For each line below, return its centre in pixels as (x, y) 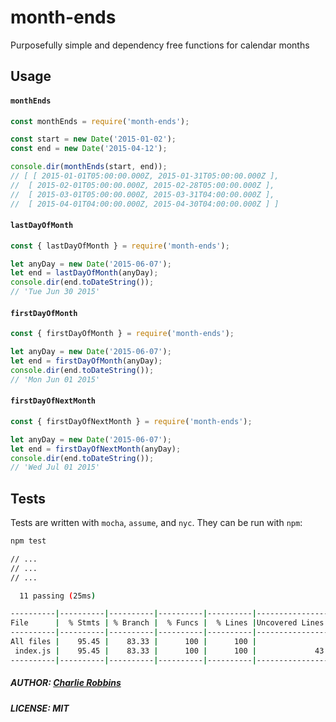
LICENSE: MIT (40, 708)
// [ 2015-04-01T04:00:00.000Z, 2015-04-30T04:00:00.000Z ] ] (145, 204)
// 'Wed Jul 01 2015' (55, 467)
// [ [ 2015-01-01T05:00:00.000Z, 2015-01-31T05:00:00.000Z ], (145, 176)
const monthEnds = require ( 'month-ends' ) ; (100, 121)
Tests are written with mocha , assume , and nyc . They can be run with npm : (156, 523)
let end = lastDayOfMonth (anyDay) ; (84, 273)
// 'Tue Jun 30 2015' (55, 292)
